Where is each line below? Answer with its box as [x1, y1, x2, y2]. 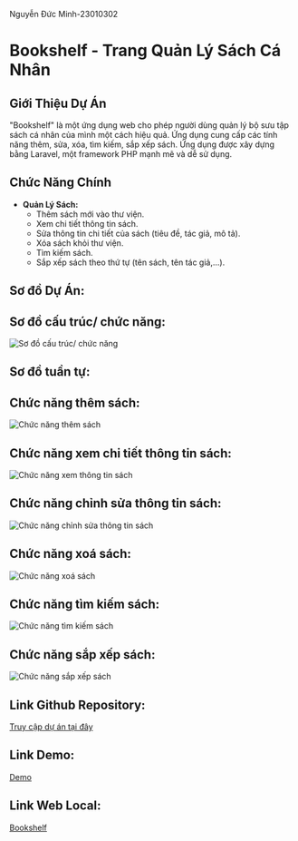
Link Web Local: [9, 798, 101, 814]
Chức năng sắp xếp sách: [9, 647, 156, 662]
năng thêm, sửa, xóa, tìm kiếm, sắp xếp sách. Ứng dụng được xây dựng [9, 139, 274, 150]
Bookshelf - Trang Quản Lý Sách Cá [9, 41, 282, 61]
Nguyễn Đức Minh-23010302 [9, 9, 119, 19]
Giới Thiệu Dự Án [9, 95, 107, 111]
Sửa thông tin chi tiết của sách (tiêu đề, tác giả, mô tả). [35, 228, 241, 239]
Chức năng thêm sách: [9, 395, 140, 410]
